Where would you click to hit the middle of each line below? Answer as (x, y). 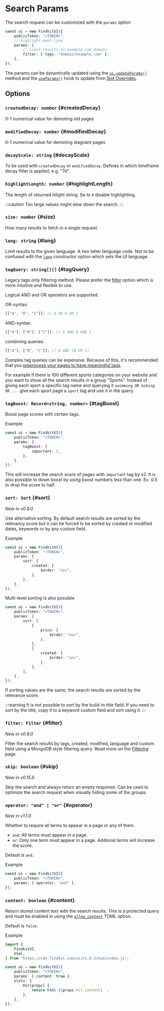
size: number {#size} (30, 217)
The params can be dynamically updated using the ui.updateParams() (76, 73)
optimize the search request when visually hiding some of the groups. (76, 792)
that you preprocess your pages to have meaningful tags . (63, 365)
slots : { (23, 981)
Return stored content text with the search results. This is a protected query (82, 911)
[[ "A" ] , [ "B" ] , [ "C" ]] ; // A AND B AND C (48, 332)
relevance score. (22, 696)
